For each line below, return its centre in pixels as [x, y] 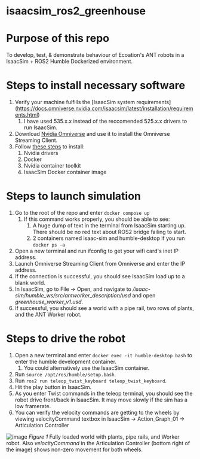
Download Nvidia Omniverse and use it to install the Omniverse [92, 134]
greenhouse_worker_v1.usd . [49, 302]
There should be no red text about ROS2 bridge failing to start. [109, 232]
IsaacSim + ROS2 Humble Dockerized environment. [70, 62]
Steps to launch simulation [74, 196]
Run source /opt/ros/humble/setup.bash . [65, 374]
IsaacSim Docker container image [65, 172]
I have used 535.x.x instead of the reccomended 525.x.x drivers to [105, 121]
